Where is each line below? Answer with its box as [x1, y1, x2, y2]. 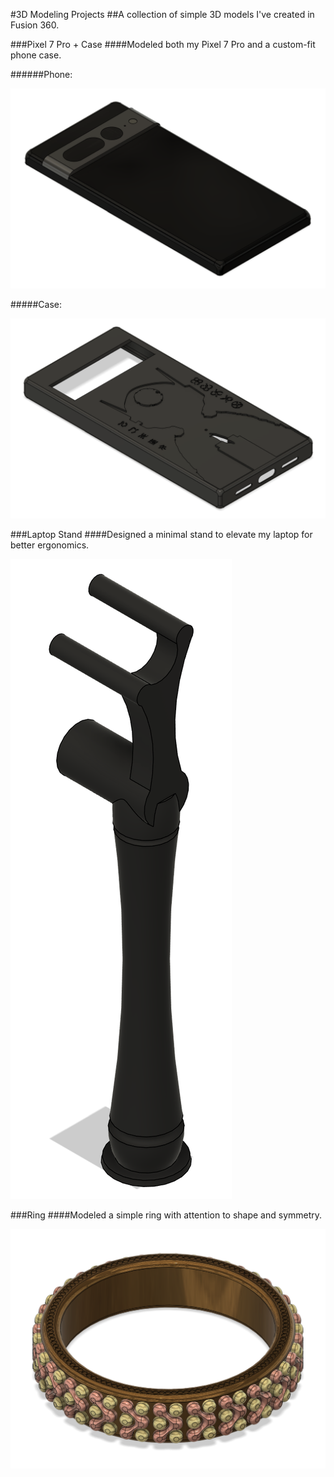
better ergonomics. [10, 539, 90, 551]
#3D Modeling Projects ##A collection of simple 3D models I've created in [10, 9, 315, 20]
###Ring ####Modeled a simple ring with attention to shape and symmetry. [10, 1209, 323, 1221]
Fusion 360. [10, 19, 60, 31]
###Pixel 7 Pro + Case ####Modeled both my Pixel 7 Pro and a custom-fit [10, 39, 316, 50]
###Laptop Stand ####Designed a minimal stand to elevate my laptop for [10, 528, 313, 540]
